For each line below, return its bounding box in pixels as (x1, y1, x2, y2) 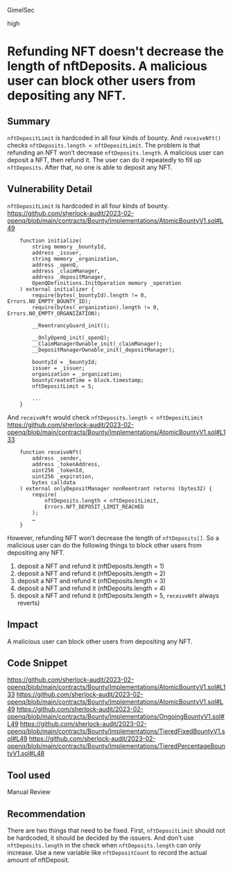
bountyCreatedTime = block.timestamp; (32, 377, 144, 383)
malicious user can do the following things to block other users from (7, 541, 202, 549)
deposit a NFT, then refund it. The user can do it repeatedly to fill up (7, 156, 202, 164)
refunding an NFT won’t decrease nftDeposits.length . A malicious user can (7, 148, 224, 157)
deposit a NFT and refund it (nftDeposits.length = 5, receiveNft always (17, 591, 220, 599)
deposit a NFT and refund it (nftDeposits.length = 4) (17, 584, 166, 592)
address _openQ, (32, 261, 79, 268)
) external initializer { (19, 286, 95, 293)
